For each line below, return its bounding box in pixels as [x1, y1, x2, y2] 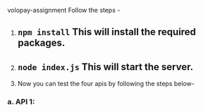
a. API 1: [7, 97, 35, 107]
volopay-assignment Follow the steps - [7, 6, 121, 14]
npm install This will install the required [17, 26, 196, 38]
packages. [17, 37, 66, 49]
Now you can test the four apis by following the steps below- [17, 80, 195, 88]
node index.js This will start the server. [17, 61, 194, 73]
